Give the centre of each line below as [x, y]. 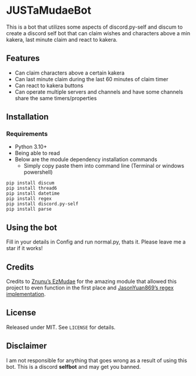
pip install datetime [33, 194]
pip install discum [30, 183]
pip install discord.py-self [42, 204]
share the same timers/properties [56, 98]
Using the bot [32, 227]
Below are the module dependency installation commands [86, 159]
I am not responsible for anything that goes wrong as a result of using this [97, 360]
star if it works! [24, 248]
